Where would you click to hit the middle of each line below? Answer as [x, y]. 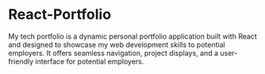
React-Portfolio [60, 15]
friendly [21, 61]
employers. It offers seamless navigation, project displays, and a [113, 53]
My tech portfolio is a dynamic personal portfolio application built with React [133, 36]
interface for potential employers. [90, 61]
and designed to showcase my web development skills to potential [117, 44]
